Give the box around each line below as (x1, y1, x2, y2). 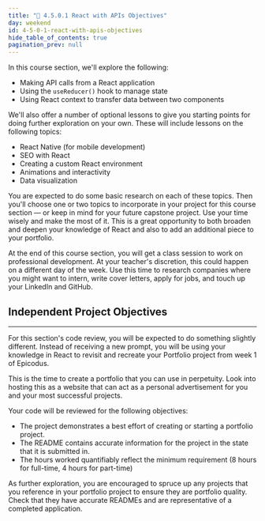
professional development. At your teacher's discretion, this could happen (8, 257, 249, 266)
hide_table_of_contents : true (8, 33, 108, 42)
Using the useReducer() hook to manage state (19, 86, 168, 96)
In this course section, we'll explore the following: (8, 62, 169, 72)
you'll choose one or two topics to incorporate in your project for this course (8, 199, 256, 210)
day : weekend (8, 19, 51, 27)
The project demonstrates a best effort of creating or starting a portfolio (19, 421, 254, 431)
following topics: (8, 127, 62, 137)
